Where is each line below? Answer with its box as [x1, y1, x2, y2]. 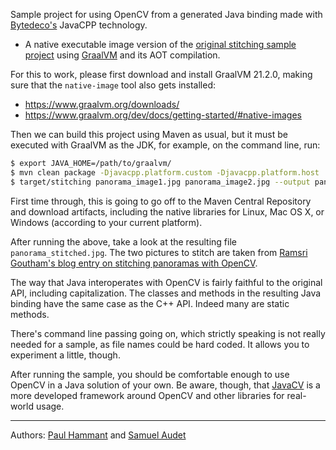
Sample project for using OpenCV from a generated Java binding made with [10, 9, 323, 20]
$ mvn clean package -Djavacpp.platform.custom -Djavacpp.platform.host [10, 167, 320, 178]
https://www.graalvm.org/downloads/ [24, 99, 180, 110]
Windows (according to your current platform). [10, 216, 203, 228]
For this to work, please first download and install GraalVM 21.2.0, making [10, 69, 313, 80]
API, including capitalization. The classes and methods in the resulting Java [10, 287, 322, 299]
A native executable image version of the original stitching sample [24, 39, 297, 50]
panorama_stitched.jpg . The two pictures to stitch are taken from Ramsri [10, 246, 308, 258]
